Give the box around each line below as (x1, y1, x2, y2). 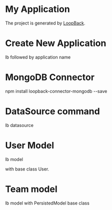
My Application (5, 3, 70, 15)
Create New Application (5, 37, 106, 49)
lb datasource (5, 122, 34, 128)
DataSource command (5, 106, 100, 117)
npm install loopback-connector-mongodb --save (5, 88, 107, 94)
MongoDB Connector (5, 71, 95, 83)
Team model (5, 183, 57, 194)
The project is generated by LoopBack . (5, 20, 85, 26)
